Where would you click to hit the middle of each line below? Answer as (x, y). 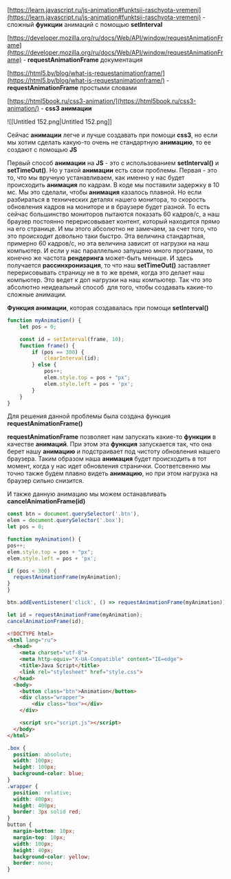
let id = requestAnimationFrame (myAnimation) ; (75, 615)
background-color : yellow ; (52, 857)
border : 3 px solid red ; (47, 812)
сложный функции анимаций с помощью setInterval (85, 24)
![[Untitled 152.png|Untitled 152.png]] (59, 122)
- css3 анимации (66, 108)
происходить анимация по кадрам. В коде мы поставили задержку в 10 (113, 185)
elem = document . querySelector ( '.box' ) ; (66, 521)
